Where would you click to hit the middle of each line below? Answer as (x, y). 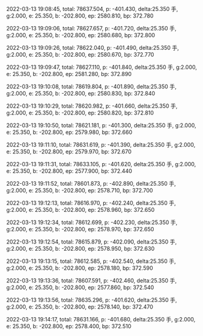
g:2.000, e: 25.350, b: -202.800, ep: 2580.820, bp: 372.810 (80, 113)
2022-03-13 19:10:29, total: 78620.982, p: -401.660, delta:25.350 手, (92, 106)
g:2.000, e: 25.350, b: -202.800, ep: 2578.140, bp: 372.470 (80, 307)
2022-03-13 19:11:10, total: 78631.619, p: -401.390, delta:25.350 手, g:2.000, (101, 145)
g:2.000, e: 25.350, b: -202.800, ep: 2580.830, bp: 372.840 (81, 93)
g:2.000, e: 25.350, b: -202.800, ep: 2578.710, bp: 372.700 (80, 190)
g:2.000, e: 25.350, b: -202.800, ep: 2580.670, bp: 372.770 (80, 54)
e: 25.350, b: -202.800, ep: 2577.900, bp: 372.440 (69, 171)
